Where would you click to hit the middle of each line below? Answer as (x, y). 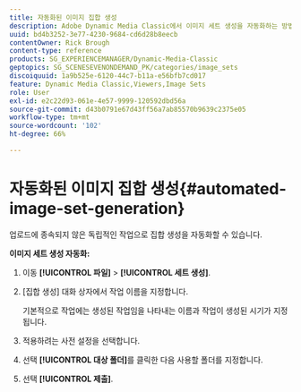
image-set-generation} (97, 209)
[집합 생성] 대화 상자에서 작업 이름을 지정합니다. (105, 291)
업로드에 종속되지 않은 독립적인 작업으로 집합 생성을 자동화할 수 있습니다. (136, 234)
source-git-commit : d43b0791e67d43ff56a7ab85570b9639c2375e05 (128, 109)
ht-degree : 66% (38, 134)
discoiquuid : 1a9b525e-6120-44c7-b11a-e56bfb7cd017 (107, 76)
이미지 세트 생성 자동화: (50, 253)
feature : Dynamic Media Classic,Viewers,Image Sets (107, 84)
